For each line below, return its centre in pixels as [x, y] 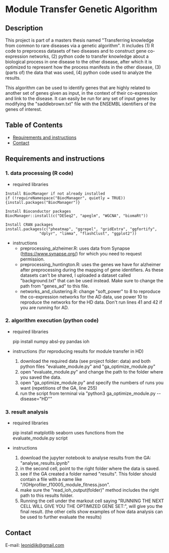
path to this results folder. [47, 496]
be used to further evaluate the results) [61, 517]
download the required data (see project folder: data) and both [85, 361]
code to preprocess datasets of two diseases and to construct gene [76, 51]
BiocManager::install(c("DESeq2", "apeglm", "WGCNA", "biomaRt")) [77, 216]
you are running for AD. [45, 307]
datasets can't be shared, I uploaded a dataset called [75, 275]
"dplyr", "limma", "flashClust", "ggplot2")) [88, 233]
